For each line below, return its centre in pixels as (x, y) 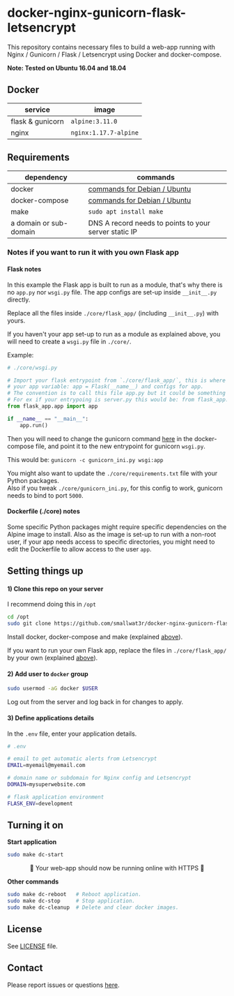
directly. (19, 299)
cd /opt (18, 617)
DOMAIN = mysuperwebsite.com (46, 785)
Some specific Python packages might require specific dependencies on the (117, 527)
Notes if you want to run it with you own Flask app (93, 253)
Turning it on (36, 825)
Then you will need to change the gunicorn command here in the (100, 438)
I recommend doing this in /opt (52, 604)
